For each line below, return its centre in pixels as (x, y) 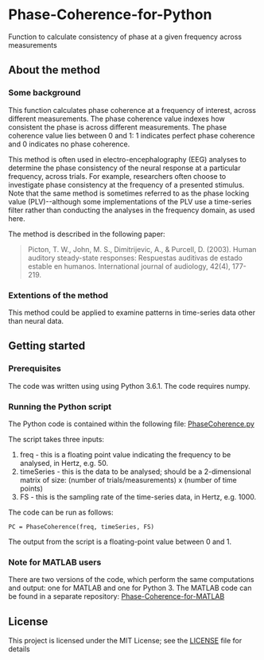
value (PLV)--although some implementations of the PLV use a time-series (130, 201)
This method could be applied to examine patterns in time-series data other (132, 313)
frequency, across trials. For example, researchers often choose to (117, 176)
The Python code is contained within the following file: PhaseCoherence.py (131, 424)
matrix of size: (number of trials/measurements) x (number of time (128, 479)
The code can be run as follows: (61, 512)
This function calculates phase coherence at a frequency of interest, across (132, 110)
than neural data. (36, 320)
